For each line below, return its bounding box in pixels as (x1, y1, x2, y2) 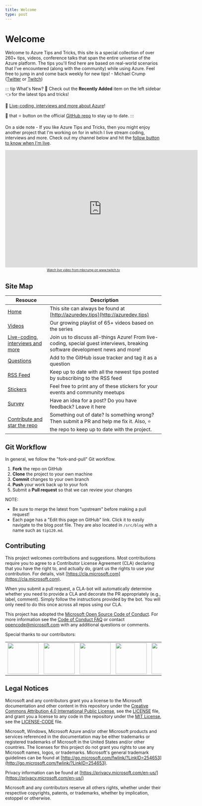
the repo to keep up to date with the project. (49, 426, 152, 433)
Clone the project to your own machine (12, 471, 93, 477)
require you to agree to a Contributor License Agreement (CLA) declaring (5, 560, 155, 566)
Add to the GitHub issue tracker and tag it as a (49, 354, 157, 361)
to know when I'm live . (5, 140, 51, 146)
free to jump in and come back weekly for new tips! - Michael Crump (5, 71, 145, 77)
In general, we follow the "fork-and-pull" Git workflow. (5, 456, 116, 462)
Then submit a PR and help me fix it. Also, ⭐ (49, 418, 151, 425)
